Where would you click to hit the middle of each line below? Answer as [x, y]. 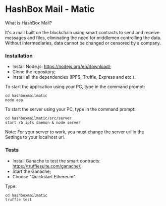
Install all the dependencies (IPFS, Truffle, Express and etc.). [74, 77]
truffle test [19, 200]
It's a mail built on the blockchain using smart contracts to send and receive [82, 32]
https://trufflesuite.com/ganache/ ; [47, 166]
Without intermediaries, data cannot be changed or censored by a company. [83, 43]
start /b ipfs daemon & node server [43, 123]
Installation [19, 55]
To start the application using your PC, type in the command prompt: [75, 87]
